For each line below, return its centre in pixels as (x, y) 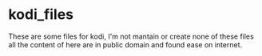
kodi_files (41, 15)
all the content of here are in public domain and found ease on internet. (125, 44)
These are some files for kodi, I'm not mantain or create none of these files (131, 36)
